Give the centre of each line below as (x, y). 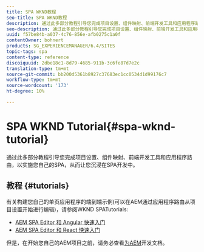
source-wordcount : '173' (38, 86)
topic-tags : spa (27, 52)
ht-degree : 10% (25, 91)
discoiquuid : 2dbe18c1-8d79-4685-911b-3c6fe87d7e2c (73, 63)
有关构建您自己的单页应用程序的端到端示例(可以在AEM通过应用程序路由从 (98, 201)
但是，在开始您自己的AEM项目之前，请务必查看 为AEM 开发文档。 (87, 243)
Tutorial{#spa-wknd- (121, 127)
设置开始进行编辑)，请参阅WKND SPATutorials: (70, 209)
